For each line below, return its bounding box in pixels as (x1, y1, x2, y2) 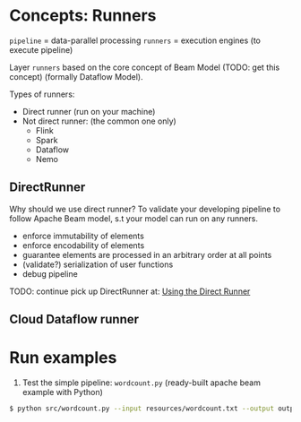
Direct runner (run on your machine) (21, 106, 156, 116)
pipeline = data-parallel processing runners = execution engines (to (9, 35, 262, 46)
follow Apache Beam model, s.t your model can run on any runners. (9, 212, 258, 224)
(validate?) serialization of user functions (21, 259, 174, 270)
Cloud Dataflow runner (9, 312, 140, 327)
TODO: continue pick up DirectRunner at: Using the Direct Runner (9, 286, 251, 297)
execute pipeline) (9, 44, 73, 55)
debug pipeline (21, 268, 78, 279)
